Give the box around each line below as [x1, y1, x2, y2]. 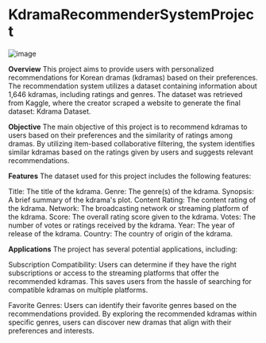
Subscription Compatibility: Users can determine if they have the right [8, 259, 237, 269]
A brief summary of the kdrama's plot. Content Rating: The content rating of [8, 195, 256, 205]
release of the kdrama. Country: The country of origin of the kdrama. [8, 228, 233, 238]
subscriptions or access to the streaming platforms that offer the [8, 268, 220, 278]
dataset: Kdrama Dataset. [8, 106, 91, 116]
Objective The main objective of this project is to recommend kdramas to [8, 122, 248, 131]
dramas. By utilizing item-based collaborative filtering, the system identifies [8, 138, 256, 148]
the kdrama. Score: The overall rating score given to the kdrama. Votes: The [8, 212, 256, 221]
